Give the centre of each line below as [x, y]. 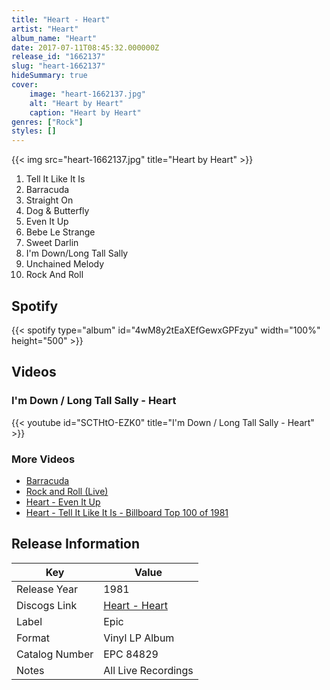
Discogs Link [47, 605]
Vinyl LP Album [139, 638]
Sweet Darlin [52, 243]
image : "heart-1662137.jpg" [87, 94]
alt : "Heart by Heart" [76, 103]
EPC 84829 [131, 654]
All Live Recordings [148, 670]
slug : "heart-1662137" [58, 66]
